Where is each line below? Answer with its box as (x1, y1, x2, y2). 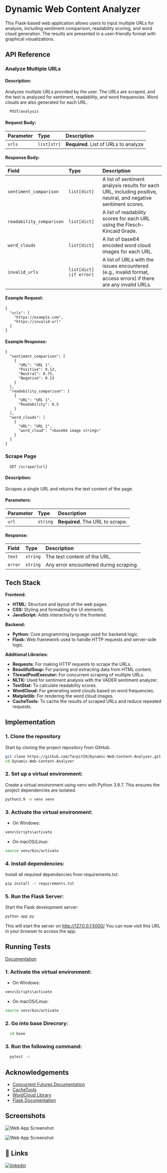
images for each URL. (102, 248, 153, 255)
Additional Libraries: (5, 651, 48, 657)
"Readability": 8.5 (18, 402, 59, 407)
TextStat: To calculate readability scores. (12, 682, 97, 688)
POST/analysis (9, 109, 39, 114)
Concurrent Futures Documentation (12, 1082, 85, 1087)
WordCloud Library (12, 1092, 52, 1098)
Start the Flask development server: (5, 904, 79, 910)
